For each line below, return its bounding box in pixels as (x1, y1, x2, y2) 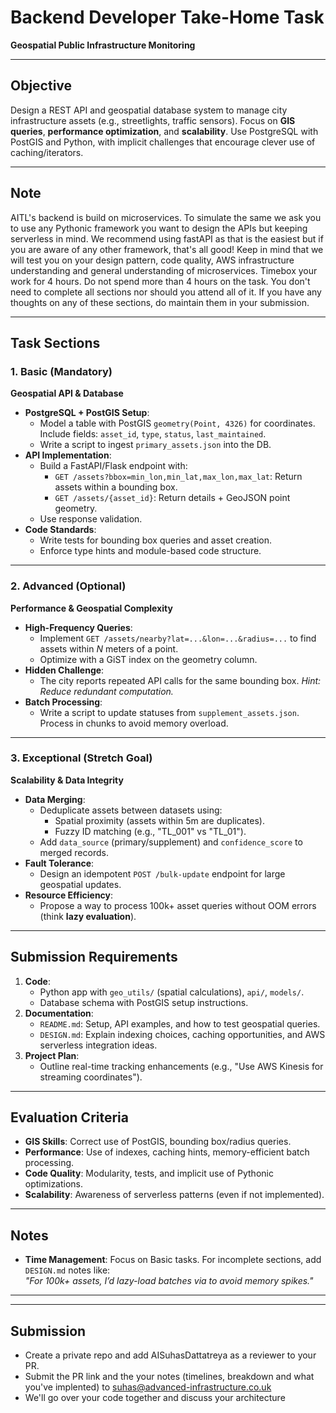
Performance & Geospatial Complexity (10, 602, 173, 614)
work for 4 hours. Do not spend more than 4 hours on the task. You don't (10, 275, 311, 287)
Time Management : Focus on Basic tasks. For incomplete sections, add (24, 1254, 322, 1266)
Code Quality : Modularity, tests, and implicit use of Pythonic (24, 1167, 274, 1180)
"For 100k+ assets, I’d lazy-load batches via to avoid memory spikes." (24, 1275, 314, 1287)
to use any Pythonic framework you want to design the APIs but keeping (10, 222, 308, 234)
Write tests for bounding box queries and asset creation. (39, 534, 273, 546)
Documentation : (24, 1007, 94, 1019)
